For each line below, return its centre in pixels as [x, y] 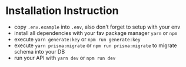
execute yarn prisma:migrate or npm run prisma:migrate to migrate [95, 45]
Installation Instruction [62, 11]
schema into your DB [39, 51]
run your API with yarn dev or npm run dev [65, 58]
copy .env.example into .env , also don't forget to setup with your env [97, 27]
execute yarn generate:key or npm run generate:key [77, 39]
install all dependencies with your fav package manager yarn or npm [96, 33]
